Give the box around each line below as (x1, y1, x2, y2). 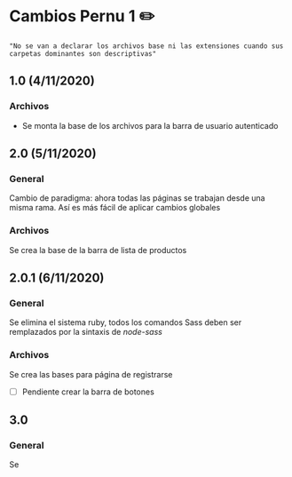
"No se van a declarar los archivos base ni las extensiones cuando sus (9, 41, 284, 51)
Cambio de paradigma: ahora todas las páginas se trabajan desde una (9, 193, 265, 203)
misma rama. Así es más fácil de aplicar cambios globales (9, 203, 221, 213)
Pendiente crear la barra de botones (21, 386, 155, 397)
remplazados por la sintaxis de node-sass (9, 327, 162, 338)
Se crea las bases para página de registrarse (9, 369, 173, 379)
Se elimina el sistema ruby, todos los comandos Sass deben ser (9, 317, 242, 328)
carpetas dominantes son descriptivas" (9, 49, 157, 58)
